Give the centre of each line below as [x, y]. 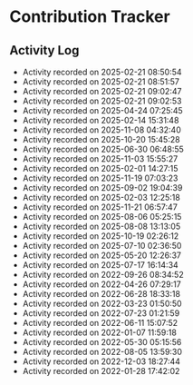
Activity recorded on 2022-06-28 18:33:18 [101, 294]
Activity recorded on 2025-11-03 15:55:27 [100, 159]
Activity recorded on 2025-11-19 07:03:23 [100, 178]
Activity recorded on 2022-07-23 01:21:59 [101, 313]
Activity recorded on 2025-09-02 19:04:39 [102, 188]
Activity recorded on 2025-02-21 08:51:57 [101, 82]
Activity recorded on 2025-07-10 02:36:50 [102, 246]
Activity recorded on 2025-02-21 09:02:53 [102, 101]
